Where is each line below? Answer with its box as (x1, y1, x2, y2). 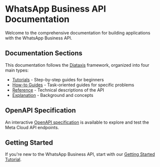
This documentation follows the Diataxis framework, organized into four (5, 62, 150, 68)
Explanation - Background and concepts (12, 92, 94, 98)
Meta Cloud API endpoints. (5, 124, 59, 130)
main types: (5, 67, 29, 73)
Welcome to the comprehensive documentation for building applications (5, 30, 151, 36)
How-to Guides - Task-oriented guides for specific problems (12, 82, 135, 88)
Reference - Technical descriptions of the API (12, 87, 104, 93)
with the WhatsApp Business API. (5, 35, 72, 41)
